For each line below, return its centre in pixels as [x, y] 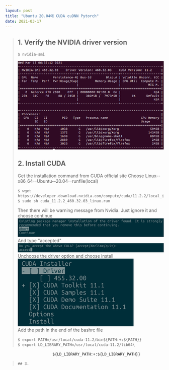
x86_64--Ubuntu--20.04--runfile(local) [58, 181]
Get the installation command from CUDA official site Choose [81, 176]
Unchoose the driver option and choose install [65, 256]
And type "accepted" [39, 241]
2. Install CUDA [42, 164]
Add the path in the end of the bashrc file [60, 330]
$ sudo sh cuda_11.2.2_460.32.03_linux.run [64, 201]
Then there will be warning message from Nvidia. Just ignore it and [87, 210]
